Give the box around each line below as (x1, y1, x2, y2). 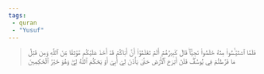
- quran (11, 19, 37, 27)
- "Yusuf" (11, 26, 45, 34)
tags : (8, 11, 26, 20)
